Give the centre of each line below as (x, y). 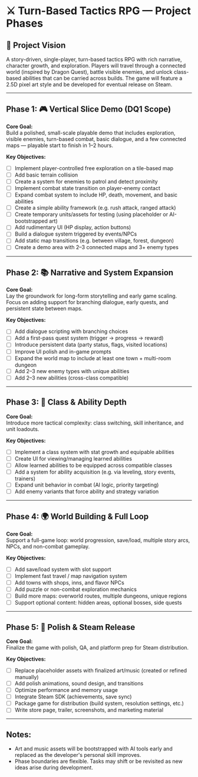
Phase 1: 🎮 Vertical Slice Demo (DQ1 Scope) (89, 110)
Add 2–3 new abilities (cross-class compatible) (72, 378)
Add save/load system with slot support (63, 569)
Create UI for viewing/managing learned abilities (73, 458)
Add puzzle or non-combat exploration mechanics (76, 589)
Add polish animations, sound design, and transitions (79, 683)
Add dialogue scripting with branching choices (71, 331)
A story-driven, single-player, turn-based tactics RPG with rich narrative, (94, 59)
